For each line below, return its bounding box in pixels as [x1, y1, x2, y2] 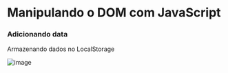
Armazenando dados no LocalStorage [7, 45, 115, 53]
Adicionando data [7, 30, 68, 39]
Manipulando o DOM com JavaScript [7, 5, 222, 21]
